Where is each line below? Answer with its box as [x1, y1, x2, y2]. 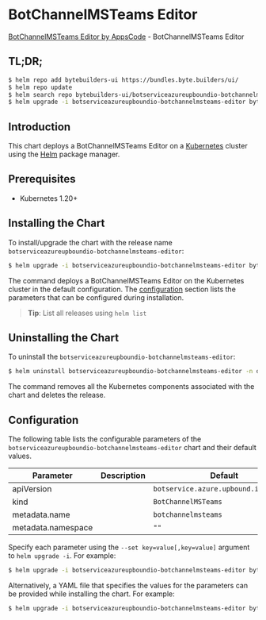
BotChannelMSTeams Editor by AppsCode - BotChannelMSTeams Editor [8, 32, 245, 41]
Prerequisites [8, 172, 76, 186]
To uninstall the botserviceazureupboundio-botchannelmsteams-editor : [8, 352, 236, 362]
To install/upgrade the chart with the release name [8, 237, 173, 247]
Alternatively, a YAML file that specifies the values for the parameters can [8, 580, 248, 590]
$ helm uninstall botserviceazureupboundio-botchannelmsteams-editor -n [8, 368, 253, 375]
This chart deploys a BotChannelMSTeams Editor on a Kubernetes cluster [8, 141, 248, 151]
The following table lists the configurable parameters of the [8, 434, 202, 444]
